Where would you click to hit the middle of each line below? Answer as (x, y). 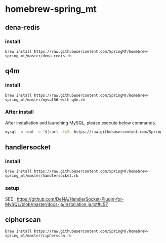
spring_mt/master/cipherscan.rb (38, 236)
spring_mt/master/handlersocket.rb (42, 176)
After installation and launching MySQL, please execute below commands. (81, 122)
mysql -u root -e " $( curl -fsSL (38, 132)
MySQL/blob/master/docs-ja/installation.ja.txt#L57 (57, 204)
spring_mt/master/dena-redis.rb (38, 56)
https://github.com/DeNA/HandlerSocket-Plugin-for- (70, 199)
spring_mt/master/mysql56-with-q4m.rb (45, 100)
